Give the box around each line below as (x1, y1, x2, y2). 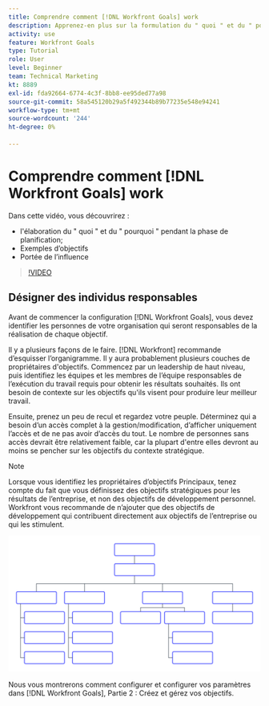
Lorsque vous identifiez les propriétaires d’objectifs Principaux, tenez (8, 476, 237, 486)
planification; (19, 235, 63, 244)
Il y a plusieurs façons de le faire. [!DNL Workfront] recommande (8, 345, 222, 354)
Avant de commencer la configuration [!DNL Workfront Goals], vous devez (8, 312, 254, 321)
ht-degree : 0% (8, 123, 56, 132)
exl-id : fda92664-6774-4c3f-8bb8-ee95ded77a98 (8, 89, 167, 97)
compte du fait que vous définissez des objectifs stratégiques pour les (8, 485, 241, 495)
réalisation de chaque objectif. (8, 329, 108, 339)
